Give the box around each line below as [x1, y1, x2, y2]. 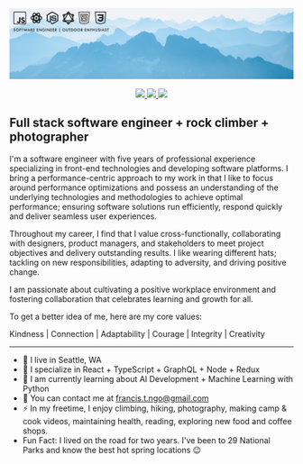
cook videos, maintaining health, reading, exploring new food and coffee [22, 415, 292, 426]
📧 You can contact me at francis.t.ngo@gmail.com [22, 392, 209, 404]
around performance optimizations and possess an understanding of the [9, 182, 280, 193]
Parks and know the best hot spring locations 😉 [22, 444, 201, 455]
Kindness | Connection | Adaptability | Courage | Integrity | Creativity [9, 328, 266, 339]
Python [22, 383, 50, 394]
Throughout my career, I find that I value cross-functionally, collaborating [9, 228, 281, 239]
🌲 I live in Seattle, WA [22, 354, 102, 365]
